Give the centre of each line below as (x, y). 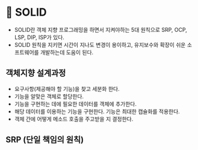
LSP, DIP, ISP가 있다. (39, 37)
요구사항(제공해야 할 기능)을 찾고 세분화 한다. (67, 89)
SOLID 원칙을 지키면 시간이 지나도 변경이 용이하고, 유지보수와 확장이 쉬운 (100, 45)
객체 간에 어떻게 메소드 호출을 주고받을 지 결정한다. (74, 119)
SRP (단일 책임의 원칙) (45, 140)
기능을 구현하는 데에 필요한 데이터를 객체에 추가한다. (75, 104)
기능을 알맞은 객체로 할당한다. (49, 96)
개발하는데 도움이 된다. (67, 52)
